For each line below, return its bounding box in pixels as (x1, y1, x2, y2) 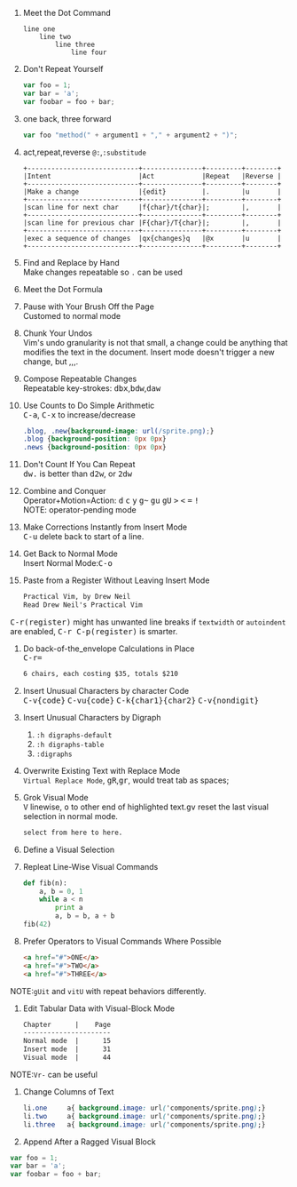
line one (22, 25, 56, 34)
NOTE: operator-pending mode (22, 505, 137, 515)
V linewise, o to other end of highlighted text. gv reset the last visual (22, 801, 270, 812)
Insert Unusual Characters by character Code (22, 685, 190, 696)
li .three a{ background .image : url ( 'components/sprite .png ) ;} (22, 1119, 266, 1129)
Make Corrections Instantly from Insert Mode (22, 522, 188, 532)
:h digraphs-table (35, 740, 105, 749)
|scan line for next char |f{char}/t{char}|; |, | (22, 203, 282, 211)
